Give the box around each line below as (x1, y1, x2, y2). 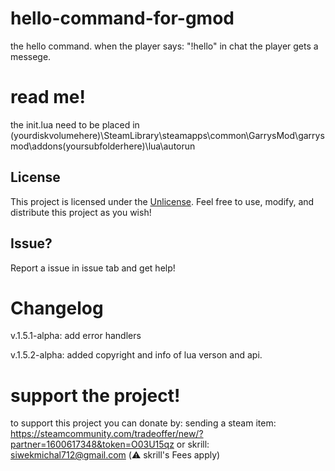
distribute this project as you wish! (10, 206, 152, 218)
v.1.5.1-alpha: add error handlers (10, 330, 142, 342)
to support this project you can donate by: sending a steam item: (10, 417, 277, 429)
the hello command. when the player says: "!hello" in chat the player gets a (10, 40, 319, 52)
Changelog (10, 297, 104, 319)
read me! (10, 86, 86, 109)
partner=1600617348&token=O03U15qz (10, 438, 175, 451)
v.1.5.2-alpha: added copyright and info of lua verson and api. (10, 349, 263, 361)
